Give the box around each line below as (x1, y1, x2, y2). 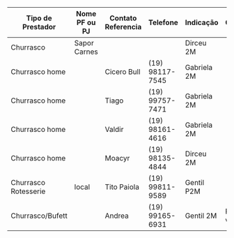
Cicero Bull (104, 67, 141, 76)
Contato (109, 13, 137, 23)
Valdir (104, 125, 124, 134)
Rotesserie (10, 186, 46, 196)
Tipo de (26, 13, 52, 23)
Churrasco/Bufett (10, 211, 68, 221)
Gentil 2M (185, 211, 217, 221)
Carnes (74, 47, 99, 57)
